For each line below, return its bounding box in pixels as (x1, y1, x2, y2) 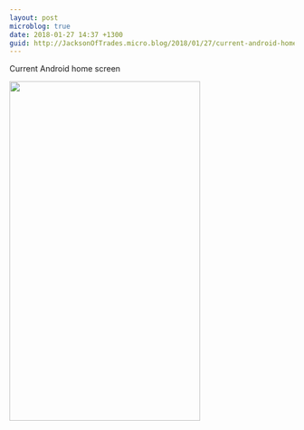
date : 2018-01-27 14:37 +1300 (9, 30, 124, 39)
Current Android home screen (9, 63, 120, 74)
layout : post (9, 13, 59, 23)
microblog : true (9, 22, 71, 31)
